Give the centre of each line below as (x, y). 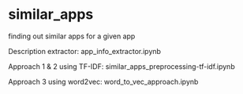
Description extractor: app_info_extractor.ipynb (85, 51)
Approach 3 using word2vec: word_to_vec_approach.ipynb (103, 81)
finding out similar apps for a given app (72, 36)
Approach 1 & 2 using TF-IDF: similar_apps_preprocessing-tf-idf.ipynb (121, 66)
